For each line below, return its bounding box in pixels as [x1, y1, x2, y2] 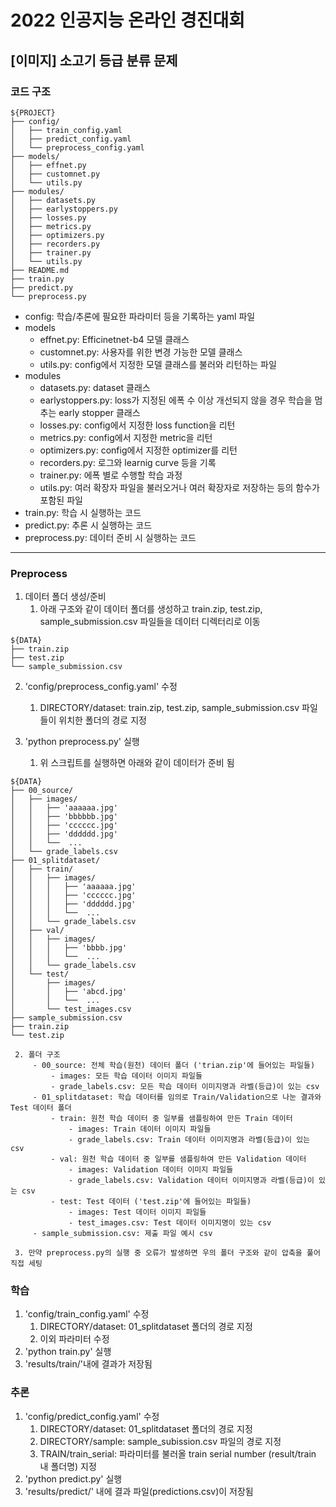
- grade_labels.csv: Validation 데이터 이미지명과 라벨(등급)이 [68, 1176, 315, 1186]
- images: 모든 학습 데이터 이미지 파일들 [50, 1071, 203, 1081]
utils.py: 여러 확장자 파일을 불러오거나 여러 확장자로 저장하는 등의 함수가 [39, 481, 320, 493]
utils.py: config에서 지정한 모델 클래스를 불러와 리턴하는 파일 [39, 358, 277, 370]
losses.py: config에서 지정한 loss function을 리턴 [39, 419, 236, 431]
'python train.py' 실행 [24, 1346, 112, 1358]
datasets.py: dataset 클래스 [39, 381, 151, 393]
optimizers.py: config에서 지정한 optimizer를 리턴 [39, 444, 238, 456]
